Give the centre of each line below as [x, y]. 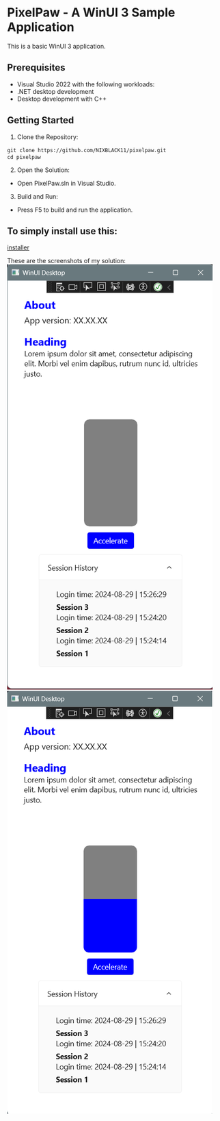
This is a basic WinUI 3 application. [56, 46]
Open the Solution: [43, 170]
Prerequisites [36, 67]
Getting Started [41, 120]
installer [18, 247]
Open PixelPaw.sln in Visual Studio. [66, 183]
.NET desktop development [55, 91]
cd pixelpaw [24, 157]
